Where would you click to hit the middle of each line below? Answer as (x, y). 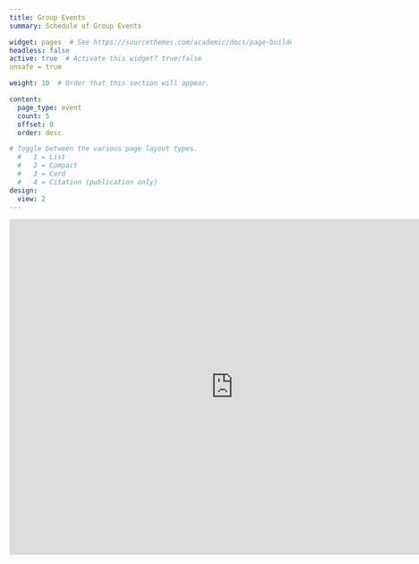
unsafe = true (36, 67)
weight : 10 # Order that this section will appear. (110, 83)
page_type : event (50, 107)
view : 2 (32, 199)
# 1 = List (42, 158)
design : (24, 190)
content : (26, 99)
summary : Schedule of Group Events (76, 26)
